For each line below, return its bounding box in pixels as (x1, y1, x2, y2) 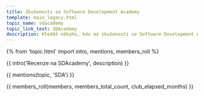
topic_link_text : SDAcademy (6, 25, 78, 32)
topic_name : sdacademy (6, 20, 64, 26)
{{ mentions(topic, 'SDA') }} (6, 71, 75, 78)
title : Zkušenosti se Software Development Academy (6, 8, 140, 15)
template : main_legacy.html (6, 14, 78, 21)
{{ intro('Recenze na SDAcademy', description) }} (6, 60, 129, 67)
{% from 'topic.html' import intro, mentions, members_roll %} (6, 48, 159, 55)
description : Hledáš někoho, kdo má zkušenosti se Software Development (6, 31, 194, 37)
